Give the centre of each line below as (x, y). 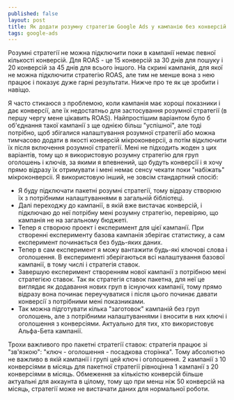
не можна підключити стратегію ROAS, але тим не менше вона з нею (111, 75)
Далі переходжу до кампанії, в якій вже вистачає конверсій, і (110, 205)
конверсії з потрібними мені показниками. (81, 302)
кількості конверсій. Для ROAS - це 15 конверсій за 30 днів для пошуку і (116, 61)
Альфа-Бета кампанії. (50, 331)
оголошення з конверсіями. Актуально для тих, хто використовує (116, 323)
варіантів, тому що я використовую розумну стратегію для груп (103, 155)
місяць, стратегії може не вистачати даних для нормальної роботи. (109, 389)
